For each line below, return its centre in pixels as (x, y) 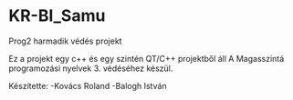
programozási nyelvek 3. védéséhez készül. (91, 68)
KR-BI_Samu (57, 16)
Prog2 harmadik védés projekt (65, 41)
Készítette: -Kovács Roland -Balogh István (88, 85)
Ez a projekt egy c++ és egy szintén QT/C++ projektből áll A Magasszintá (146, 58)
